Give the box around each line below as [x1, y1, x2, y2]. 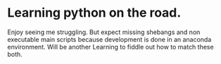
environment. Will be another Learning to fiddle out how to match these [7, 42, 214, 51]
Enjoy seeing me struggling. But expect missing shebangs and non [7, 28, 201, 36]
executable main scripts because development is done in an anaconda [7, 35, 212, 43]
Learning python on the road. [7, 5, 182, 21]
